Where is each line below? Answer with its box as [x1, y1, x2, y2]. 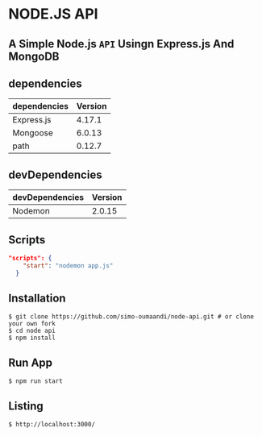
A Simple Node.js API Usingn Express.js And [8, 37, 235, 51]
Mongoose [12, 127, 54, 139]
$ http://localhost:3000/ [8, 421, 95, 429]
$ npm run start [8, 377, 63, 385]
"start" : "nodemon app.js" [23, 261, 114, 270]
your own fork [8, 320, 56, 328]
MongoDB [8, 49, 60, 63]
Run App [8, 355, 53, 369]
